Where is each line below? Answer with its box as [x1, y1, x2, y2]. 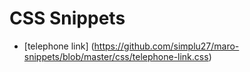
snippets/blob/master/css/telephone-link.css [23, 50, 209, 62]
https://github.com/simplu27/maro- [93, 40, 240, 52]
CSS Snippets [9, 7, 126, 30]
